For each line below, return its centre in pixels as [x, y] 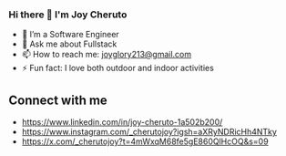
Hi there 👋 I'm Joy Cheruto [68, 15]
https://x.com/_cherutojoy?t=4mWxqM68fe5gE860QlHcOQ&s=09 [145, 141]
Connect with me [58, 100]
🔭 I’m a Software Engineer [70, 35]
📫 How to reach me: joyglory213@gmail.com [107, 55]
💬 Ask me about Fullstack [69, 44]
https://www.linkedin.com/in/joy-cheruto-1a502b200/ [122, 122]
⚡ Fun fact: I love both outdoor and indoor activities [118, 68]
